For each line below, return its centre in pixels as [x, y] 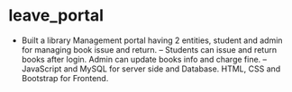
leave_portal [56, 16]
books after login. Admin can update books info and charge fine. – [144, 59]
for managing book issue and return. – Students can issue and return [149, 49]
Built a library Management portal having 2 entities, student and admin [152, 40]
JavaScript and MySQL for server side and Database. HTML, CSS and [151, 69]
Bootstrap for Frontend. [65, 78]
